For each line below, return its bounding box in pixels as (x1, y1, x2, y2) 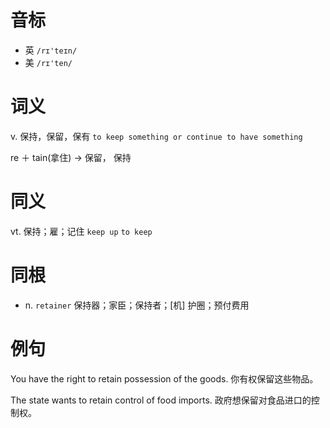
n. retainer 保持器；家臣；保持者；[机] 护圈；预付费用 (24, 299, 250, 311)
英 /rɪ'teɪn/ (24, 44, 78, 56)
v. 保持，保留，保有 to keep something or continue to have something (10, 130, 303, 142)
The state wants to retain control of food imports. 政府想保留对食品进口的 (10, 394, 312, 406)
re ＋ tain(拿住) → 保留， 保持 (10, 151, 132, 163)
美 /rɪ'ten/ (24, 56, 73, 68)
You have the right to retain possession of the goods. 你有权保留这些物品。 (10, 372, 319, 385)
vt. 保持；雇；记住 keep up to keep (10, 225, 153, 237)
